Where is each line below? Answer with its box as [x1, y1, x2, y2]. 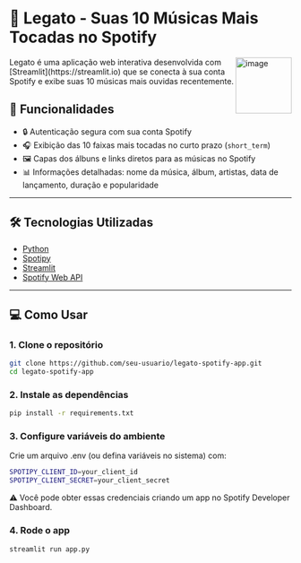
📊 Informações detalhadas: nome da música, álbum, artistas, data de [21, 166, 279, 178]
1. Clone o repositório [9, 338, 104, 351]
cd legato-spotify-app [9, 368, 94, 377]
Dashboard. [9, 502, 53, 513]
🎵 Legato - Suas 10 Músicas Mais [9, 8, 259, 29]
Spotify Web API [21, 272, 83, 282]
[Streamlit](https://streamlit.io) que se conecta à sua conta [9, 66, 226, 77]
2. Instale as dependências [9, 388, 129, 401]
